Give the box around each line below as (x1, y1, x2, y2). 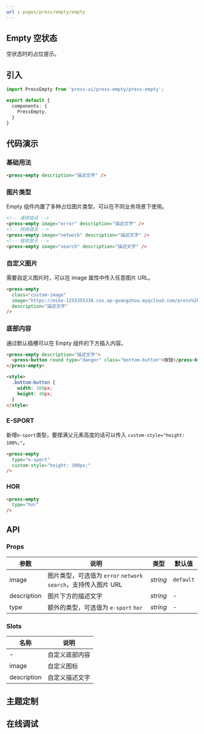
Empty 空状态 (6, 33, 58, 43)
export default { (6, 97, 50, 104)
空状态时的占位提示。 (6, 50, 59, 58)
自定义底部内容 (47, 651, 90, 659)
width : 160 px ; (17, 385, 53, 391)
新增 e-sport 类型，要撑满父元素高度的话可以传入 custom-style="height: (6, 431, 185, 439)
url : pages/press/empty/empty (6, 9, 86, 15)
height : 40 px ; (17, 390, 53, 397)
